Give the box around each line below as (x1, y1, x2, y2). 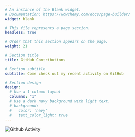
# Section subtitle (5, 66, 46, 71)
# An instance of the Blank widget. (5, 7, 81, 12)
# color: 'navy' (9, 108, 48, 113)
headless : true (5, 30, 37, 35)
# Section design (5, 80, 41, 85)
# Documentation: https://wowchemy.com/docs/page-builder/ (5, 12, 131, 17)
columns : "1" (9, 94, 37, 99)
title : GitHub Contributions (5, 57, 66, 62)
